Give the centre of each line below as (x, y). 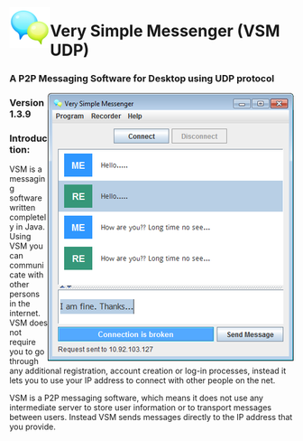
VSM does (28, 323)
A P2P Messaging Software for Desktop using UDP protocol (142, 79)
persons (25, 294)
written (23, 208)
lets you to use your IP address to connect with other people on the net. (142, 380)
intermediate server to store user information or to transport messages (141, 408)
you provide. (32, 427)
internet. (25, 314)
